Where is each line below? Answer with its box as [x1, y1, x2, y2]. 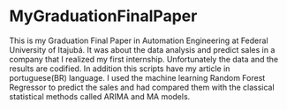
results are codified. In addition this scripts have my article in [9, 63, 230, 74]
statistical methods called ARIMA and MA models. [9, 91, 191, 102]
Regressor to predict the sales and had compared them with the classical [9, 82, 276, 92]
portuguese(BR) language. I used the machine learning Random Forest [9, 72, 266, 83]
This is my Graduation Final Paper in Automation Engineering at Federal [9, 35, 268, 46]
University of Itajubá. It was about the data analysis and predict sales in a [9, 44, 276, 54]
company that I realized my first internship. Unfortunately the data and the [9, 54, 279, 64]
